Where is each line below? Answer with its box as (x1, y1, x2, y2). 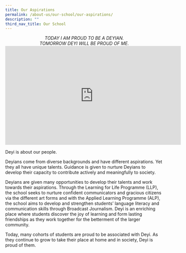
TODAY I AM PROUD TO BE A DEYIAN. (44, 35, 124, 41)
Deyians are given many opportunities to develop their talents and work (5, 179, 153, 185)
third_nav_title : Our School (5, 21, 66, 27)
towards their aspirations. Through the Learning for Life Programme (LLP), (5, 184, 158, 191)
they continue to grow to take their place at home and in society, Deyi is (5, 237, 153, 243)
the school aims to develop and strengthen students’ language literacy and (5, 200, 159, 206)
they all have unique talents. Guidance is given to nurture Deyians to (5, 164, 146, 170)
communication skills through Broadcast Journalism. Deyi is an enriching (5, 206, 155, 212)
